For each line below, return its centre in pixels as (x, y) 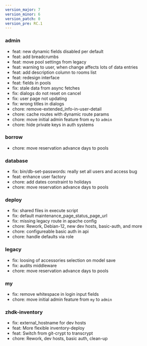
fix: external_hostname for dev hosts (49, 323)
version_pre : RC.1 (24, 23)
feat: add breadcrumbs (35, 57)
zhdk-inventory (24, 312)
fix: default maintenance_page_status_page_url (60, 216)
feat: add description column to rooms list (54, 72)
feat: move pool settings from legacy (49, 62)
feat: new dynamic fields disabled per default (58, 51)
